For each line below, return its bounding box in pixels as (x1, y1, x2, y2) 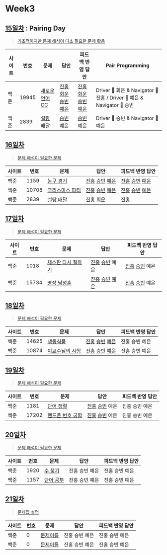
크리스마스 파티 (47, 187, 81, 194)
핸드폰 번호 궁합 (47, 412, 83, 419)
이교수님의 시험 (47, 347, 81, 354)
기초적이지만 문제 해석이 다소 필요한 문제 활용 (17, 38, 105, 44)
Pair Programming (105, 62, 150, 69)
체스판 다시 (47, 259, 72, 266)
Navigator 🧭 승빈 (96, 102, 134, 108)
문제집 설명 (17, 509, 39, 515)
